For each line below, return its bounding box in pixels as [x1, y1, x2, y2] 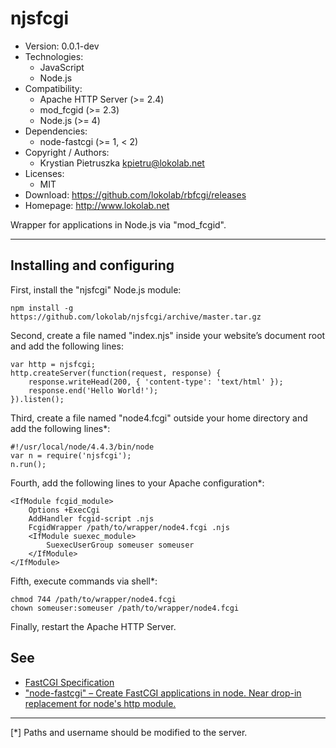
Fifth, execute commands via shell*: [10, 575, 158, 587]
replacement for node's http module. [24, 697, 177, 709]
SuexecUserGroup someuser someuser [46, 540, 195, 550]
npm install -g [10, 303, 74, 313]
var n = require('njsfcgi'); [10, 450, 132, 461]
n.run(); [10, 459, 47, 469]
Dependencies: [24, 125, 88, 137]
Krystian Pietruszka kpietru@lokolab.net [39, 157, 205, 169]
